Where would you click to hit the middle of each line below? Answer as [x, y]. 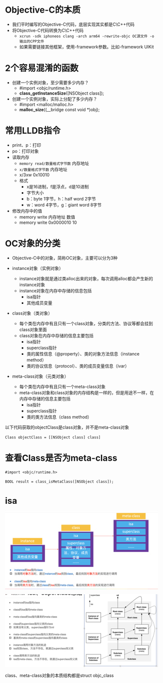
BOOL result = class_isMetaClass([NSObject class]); [59, 482]
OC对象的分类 [33, 244]
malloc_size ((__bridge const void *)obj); [59, 109]
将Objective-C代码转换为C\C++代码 [48, 30]
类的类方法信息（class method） [59, 417]
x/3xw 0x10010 [34, 175]
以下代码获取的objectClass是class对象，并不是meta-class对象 [67, 427]
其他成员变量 [39, 303]
